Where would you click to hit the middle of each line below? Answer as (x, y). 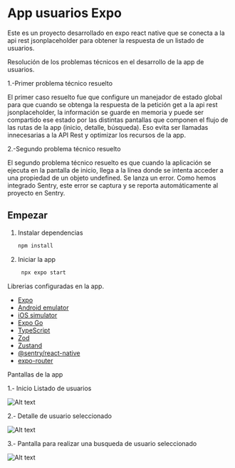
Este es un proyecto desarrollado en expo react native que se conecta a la (116, 33)
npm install (35, 245)
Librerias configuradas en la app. (56, 286)
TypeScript (34, 330)
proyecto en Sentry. (36, 193)
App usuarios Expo (65, 13)
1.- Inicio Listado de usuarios (49, 388)
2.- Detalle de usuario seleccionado (60, 416)
